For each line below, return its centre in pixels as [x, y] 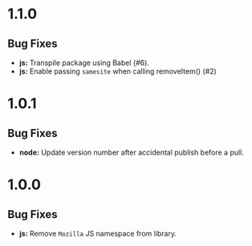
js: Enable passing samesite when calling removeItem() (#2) [118, 71]
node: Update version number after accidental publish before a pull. [131, 152]
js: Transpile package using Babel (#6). [84, 63]
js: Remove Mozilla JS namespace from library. [98, 234]
